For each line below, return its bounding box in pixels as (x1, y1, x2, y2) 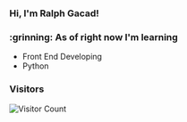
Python (21, 61, 49, 71)
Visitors (9, 83, 45, 95)
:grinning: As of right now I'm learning (9, 30, 179, 43)
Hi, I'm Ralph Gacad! (9, 7, 100, 20)
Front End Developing (21, 52, 103, 62)
